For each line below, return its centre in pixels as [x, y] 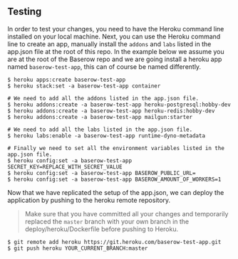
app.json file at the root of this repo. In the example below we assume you [116, 51]
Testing [25, 12]
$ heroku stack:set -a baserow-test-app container [84, 86]
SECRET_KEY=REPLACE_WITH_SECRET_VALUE [65, 166]
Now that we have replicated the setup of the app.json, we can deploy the [116, 192]
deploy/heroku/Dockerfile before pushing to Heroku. [102, 229]
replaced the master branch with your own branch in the [107, 221]
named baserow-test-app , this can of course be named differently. [104, 66]
